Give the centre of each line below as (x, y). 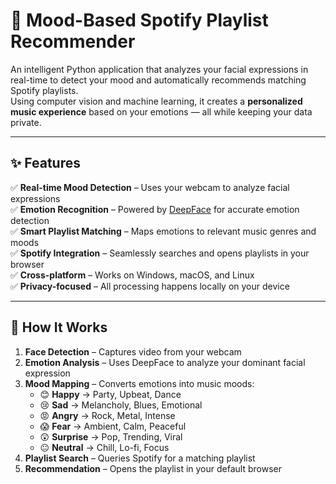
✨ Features (45, 163)
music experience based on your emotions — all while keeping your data (161, 111)
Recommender (73, 41)
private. (26, 122)
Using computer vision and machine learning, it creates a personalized (156, 101)
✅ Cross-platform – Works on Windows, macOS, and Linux (132, 275)
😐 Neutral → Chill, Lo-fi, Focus (104, 447)
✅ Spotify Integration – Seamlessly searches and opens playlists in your (160, 253)
